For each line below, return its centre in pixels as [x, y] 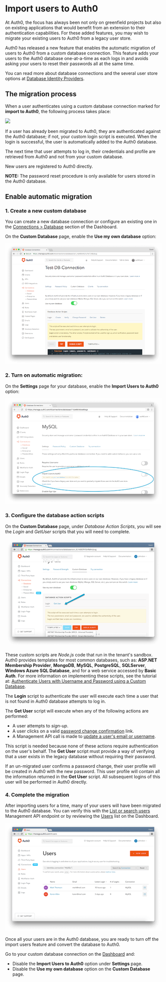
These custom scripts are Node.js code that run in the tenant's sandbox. [79, 655]
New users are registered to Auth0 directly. [49, 166]
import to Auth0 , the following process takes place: [58, 111]
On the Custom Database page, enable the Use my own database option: [81, 237]
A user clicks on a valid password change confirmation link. [73, 731]
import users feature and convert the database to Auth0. [63, 944]
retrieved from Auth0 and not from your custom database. [64, 156]
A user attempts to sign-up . [40, 725]
